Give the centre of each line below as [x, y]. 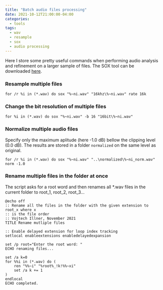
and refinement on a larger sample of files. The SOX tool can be [70, 66]
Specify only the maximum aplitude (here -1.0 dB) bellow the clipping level [81, 140]
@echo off [15, 201]
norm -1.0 [15, 164]
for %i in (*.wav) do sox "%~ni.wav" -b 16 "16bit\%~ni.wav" [69, 117]
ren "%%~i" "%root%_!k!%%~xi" [45, 266]
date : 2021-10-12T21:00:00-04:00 [39, 14]
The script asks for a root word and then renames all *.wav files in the [76, 187]
